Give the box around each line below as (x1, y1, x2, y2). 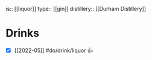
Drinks (5, 27, 40, 40)
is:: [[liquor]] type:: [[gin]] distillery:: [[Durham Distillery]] (5, 5, 146, 12)
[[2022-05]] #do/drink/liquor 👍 (14, 47, 93, 54)
